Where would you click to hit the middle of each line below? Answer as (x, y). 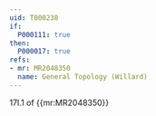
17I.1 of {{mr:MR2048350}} (59, 102)
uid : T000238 (34, 18)
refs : (19, 60)
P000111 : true (44, 34)
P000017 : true (44, 52)
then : (19, 43)
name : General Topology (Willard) (83, 77)
